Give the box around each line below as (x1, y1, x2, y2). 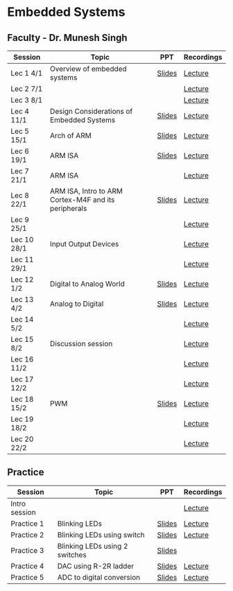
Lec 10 (10, 235, 34, 244)
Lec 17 (10, 375, 34, 384)
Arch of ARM (49, 131, 92, 140)
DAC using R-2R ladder (57, 561, 134, 571)
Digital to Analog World (49, 279, 125, 289)
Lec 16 (10, 354, 34, 364)
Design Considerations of (49, 107, 133, 116)
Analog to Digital (49, 299, 104, 309)
